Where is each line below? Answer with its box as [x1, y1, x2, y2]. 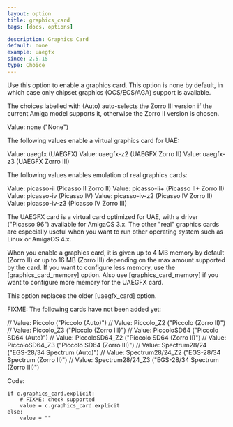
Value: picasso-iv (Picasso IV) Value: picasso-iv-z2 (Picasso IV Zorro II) [7, 191, 213, 200]
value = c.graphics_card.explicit [20, 402, 120, 409]
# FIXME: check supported [20, 396, 96, 403]
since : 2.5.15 [7, 55, 49, 63]
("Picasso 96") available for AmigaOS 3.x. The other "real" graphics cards [7, 220, 220, 228]
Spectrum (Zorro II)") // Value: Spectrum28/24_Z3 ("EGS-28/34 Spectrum [7, 355, 219, 364]
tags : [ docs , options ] [7, 23, 73, 30]
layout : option [7, 10, 52, 17]
